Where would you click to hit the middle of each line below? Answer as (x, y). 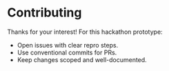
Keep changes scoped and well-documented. (82, 59)
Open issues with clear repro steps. (68, 45)
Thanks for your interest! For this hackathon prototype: (85, 32)
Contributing (44, 13)
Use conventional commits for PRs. (67, 52)
